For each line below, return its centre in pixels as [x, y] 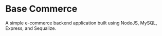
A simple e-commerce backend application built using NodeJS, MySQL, [81, 23]
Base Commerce [41, 9]
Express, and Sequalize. [31, 28]
